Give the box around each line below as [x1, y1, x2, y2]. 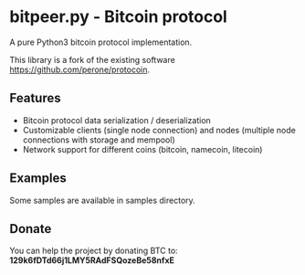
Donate [9, 221, 52, 237]
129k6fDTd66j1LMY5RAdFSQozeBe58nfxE [9, 255, 175, 266]
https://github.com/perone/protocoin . [9, 64, 151, 75]
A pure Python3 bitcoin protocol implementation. [9, 37, 193, 48]
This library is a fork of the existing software [9, 54, 175, 65]
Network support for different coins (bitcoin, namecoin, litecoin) [22, 143, 263, 154]
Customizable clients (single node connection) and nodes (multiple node [22, 124, 297, 135]
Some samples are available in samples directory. [9, 195, 196, 206]
